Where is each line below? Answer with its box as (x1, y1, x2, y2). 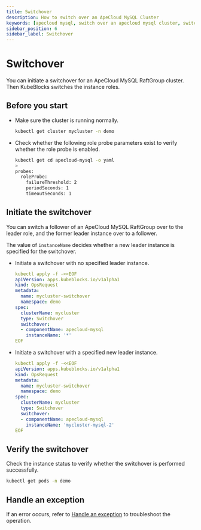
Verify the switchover (6, 444, 89, 454)
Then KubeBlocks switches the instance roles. (6, 84, 120, 91)
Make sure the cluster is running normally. (14, 117, 118, 124)
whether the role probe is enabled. (14, 145, 100, 153)
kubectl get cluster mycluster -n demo (14, 128, 115, 134)
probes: (14, 168, 34, 174)
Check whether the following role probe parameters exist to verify (14, 139, 178, 146)
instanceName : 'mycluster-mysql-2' (26, 422, 115, 428)
